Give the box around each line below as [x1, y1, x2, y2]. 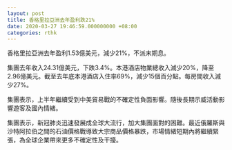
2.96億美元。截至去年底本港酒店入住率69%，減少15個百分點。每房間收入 [7, 72, 215, 81]
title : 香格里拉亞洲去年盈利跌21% [7, 17, 95, 23]
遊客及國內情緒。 [12, 104, 62, 112]
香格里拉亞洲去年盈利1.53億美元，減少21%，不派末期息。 [7, 49, 171, 57]
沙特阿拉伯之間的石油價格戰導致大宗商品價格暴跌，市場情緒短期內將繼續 [7, 127, 213, 136]
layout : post [7, 10, 45, 17]
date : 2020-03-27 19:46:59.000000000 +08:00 [7, 23, 137, 30]
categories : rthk [7, 29, 57, 36]
